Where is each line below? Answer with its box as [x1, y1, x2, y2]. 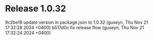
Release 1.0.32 [5, 3, 66, 14]
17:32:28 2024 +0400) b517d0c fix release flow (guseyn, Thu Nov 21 [5, 24, 144, 30]
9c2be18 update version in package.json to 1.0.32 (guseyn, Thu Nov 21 [5, 19, 149, 25]
